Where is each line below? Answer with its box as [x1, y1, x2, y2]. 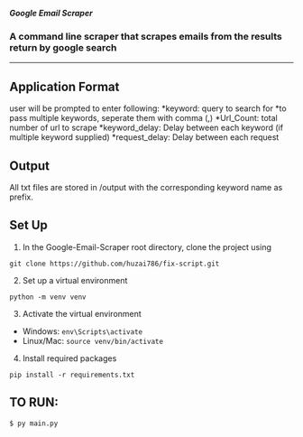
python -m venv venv [9, 293, 87, 302]
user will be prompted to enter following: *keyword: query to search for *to [9, 103, 287, 114]
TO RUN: [9, 395, 59, 410]
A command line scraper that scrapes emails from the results [9, 30, 282, 42]
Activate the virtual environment [22, 308, 142, 319]
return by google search [9, 41, 117, 53]
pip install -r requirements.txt [9, 370, 135, 379]
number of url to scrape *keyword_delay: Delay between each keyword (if [9, 122, 284, 134]
